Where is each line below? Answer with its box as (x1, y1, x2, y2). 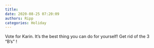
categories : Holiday (5, 20, 47, 25)
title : (5, 7, 18, 12)
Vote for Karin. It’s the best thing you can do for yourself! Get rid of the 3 (5, 34, 150, 39)
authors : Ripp (5, 16, 34, 21)
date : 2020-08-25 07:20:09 (5, 12, 60, 16)
